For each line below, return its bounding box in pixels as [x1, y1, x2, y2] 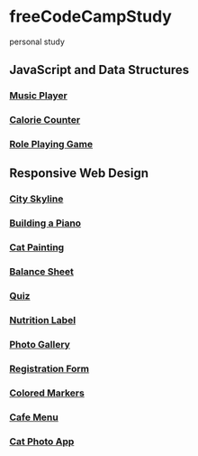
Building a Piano [9, 217, 82, 229]
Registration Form [9, 362, 90, 375]
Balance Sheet [9, 265, 75, 278]
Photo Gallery [9, 338, 70, 350]
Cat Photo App [9, 435, 75, 448]
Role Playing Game [9, 138, 94, 151]
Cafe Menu [9, 411, 58, 423]
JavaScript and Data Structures [9, 62, 190, 78]
